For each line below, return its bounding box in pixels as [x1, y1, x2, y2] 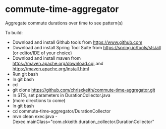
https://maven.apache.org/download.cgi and [12, 60, 104, 66]
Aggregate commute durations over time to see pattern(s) [5, 20, 123, 26]
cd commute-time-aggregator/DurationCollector [12, 108, 111, 114]
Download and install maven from [12, 55, 81, 61]
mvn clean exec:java [12, 113, 55, 119]
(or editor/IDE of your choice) [12, 50, 72, 56]
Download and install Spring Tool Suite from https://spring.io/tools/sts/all [12, 44, 161, 50]
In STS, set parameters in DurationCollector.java [12, 92, 111, 98]
